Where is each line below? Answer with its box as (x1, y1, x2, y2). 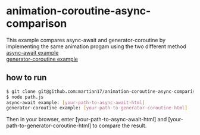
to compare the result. (92, 122, 147, 129)
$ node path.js (6, 94, 44, 100)
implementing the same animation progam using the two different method (6, 43, 186, 50)
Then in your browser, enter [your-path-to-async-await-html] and (6, 116, 167, 123)
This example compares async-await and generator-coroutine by (6, 36, 165, 43)
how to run (6, 73, 47, 83)
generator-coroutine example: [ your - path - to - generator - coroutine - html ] (6, 105, 187, 111)
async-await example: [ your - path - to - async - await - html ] (6, 99, 145, 105)
